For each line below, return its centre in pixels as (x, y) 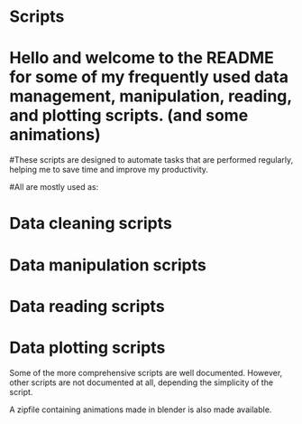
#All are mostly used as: (54, 187)
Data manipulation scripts (108, 265)
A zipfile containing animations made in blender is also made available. (141, 410)
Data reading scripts (87, 306)
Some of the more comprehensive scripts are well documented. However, (146, 372)
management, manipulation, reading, (151, 96)
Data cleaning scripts (91, 224)
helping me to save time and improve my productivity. (109, 170)
